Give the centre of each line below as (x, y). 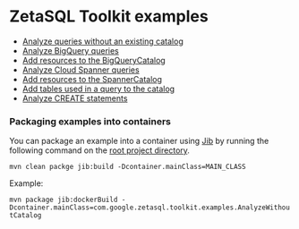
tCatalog (26, 216)
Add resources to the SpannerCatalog (92, 79)
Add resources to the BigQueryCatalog (94, 60)
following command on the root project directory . (100, 150)
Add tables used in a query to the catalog (98, 89)
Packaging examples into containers (90, 121)
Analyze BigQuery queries (70, 50)
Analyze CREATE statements (75, 98)
